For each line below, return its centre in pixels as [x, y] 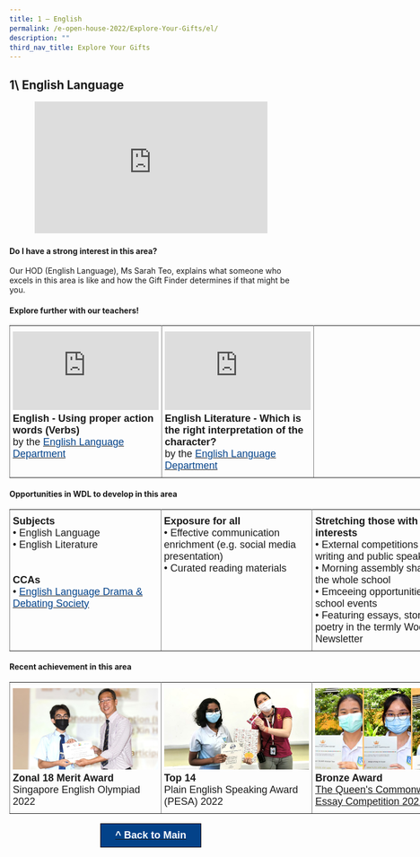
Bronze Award [349, 778]
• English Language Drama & [78, 591]
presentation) [193, 556]
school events [346, 603]
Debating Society [51, 603]
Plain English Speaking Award [231, 790]
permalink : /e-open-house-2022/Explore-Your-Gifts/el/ [114, 28]
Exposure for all [202, 520]
